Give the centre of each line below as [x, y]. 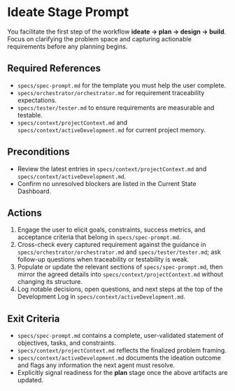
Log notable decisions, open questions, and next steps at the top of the [120, 289]
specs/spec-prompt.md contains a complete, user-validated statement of [120, 336]
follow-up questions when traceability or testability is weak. [103, 260]
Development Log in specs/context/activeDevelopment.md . [101, 297]
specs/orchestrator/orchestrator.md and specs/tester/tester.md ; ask [119, 252]
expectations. [37, 100]
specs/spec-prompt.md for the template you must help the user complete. [121, 85]
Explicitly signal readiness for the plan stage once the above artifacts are [122, 373]
